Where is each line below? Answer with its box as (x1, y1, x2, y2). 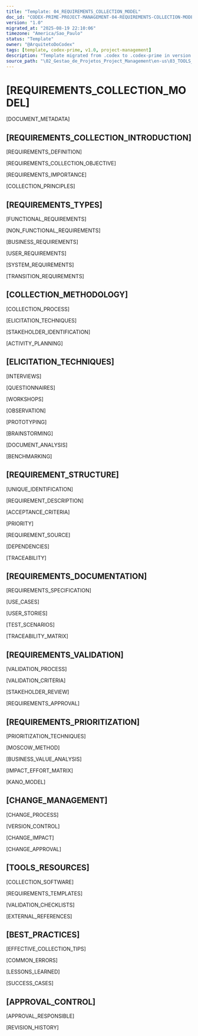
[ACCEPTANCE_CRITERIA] (6, 509, 70, 516)
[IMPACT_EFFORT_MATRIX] (6, 767, 74, 774)
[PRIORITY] (6, 520, 34, 527)
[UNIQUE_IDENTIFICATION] (6, 486, 74, 493)
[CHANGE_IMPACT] (6, 834, 54, 841)
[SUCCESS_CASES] (6, 980, 54, 987)
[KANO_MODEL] (6, 778, 46, 786)
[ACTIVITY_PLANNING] (6, 340, 63, 347)
